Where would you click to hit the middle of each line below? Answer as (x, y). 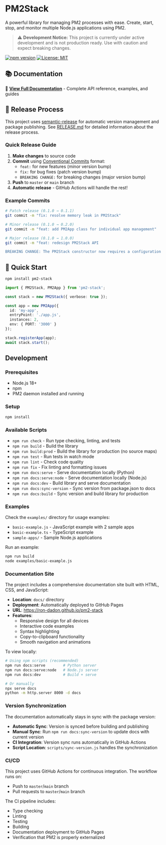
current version (28, 737)
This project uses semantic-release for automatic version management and (82, 121)
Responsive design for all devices (54, 621)
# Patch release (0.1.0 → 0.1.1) (40, 211)
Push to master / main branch (41, 786)
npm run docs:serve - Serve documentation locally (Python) (73, 472)
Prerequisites (22, 372)
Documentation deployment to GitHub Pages (58, 832)
